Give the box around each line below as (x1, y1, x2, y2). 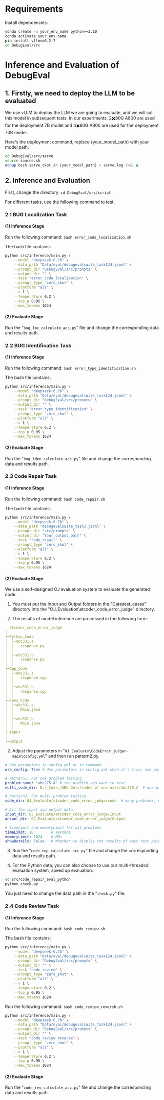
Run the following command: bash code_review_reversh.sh (5, 1004, 123, 1009)
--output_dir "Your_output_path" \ (14, 533, 86, 538)
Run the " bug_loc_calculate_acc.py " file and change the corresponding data (5, 325, 159, 330)
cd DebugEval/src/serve (5, 154, 54, 159)
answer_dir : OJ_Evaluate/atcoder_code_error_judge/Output (5, 816, 125, 821)
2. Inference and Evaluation (5, 176, 90, 185)
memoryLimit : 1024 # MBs (5, 834, 62, 839)
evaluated (5, 97, 36, 105)
